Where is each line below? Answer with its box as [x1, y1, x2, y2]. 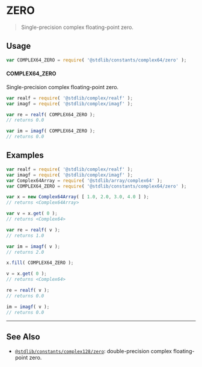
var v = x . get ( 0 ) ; [6, 210, 58, 217]
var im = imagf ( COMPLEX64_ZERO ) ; [6, 128, 96, 134]
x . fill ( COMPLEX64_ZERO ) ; [6, 260, 74, 266]
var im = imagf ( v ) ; [6, 243, 61, 249]
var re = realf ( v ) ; [6, 227, 61, 233]
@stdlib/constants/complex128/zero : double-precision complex [14, 348, 173, 355]
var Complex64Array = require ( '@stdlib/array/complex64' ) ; [6, 177, 163, 184]
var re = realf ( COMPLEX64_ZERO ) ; [6, 111, 96, 118]
